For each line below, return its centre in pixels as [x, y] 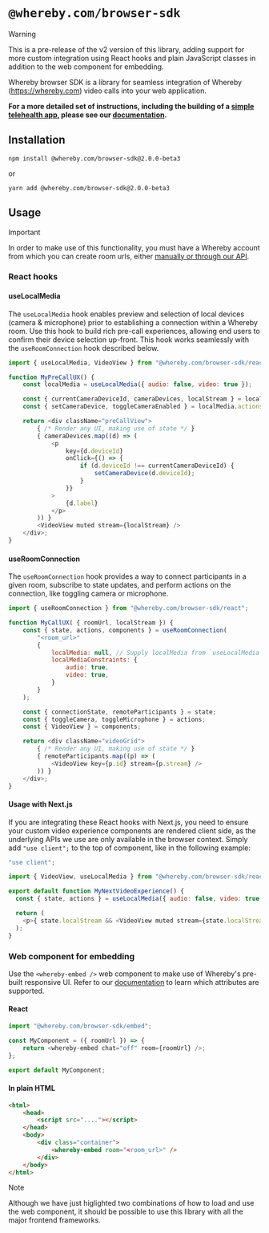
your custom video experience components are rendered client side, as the [132, 830]
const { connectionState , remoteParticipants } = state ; [120, 712]
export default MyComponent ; [57, 1070]
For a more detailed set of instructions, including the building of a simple [131, 106]
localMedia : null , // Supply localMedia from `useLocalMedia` [157, 653]
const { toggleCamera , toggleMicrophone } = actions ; [114, 719]
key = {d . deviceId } [94, 451]
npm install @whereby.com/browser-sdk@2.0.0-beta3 [94, 158]
